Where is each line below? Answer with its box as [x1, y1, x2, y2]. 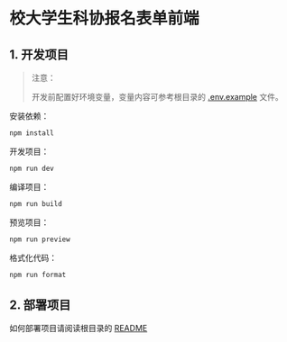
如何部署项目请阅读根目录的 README [9, 323, 148, 334]
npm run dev [9, 164, 54, 173]
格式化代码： [9, 252, 57, 263]
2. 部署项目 [9, 297, 71, 312]
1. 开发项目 [9, 47, 69, 62]
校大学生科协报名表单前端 [9, 8, 200, 29]
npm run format [9, 270, 67, 279]
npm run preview [9, 235, 70, 244]
